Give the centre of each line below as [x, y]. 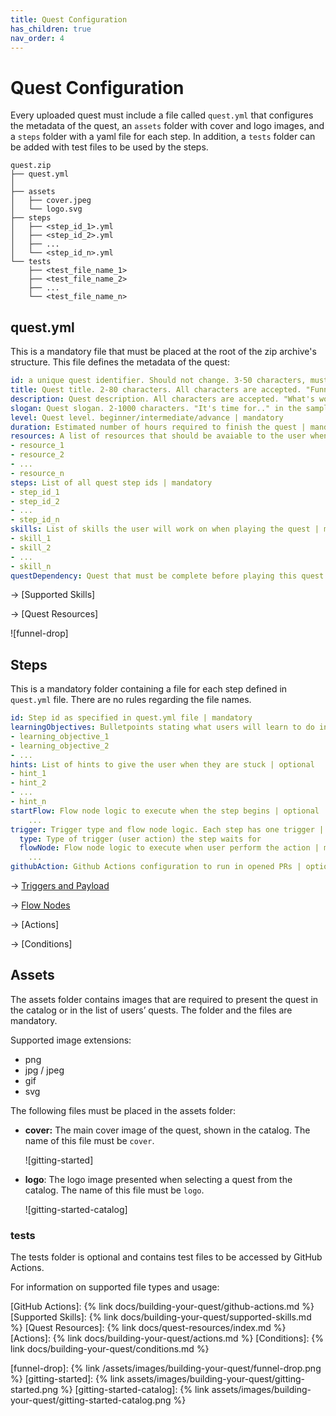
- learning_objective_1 [60, 736]
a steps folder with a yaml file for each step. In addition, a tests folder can [163, 137]
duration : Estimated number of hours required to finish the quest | [158, 427]
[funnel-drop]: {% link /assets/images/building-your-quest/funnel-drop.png [166, 1368]
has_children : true [51, 29]
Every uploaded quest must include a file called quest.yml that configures [162, 115]
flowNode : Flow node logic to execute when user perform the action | [169, 848]
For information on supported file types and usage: [115, 1287]
